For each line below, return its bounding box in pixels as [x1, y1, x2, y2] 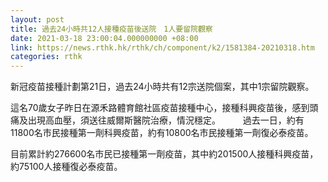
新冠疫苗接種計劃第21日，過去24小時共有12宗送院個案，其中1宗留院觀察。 [10, 81, 315, 93]
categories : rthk [10, 52, 83, 62]
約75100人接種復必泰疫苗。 [10, 161, 123, 173]
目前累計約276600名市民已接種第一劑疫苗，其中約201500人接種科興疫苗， [10, 148, 319, 160]
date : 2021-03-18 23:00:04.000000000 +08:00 [10, 33, 199, 43]
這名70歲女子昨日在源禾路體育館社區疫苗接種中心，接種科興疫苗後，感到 [10, 102, 310, 114]
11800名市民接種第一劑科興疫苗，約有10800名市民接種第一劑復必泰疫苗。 [10, 127, 314, 139]
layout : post [10, 14, 65, 25]
